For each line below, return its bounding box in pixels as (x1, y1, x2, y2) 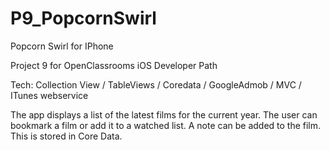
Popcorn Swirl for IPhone (10, 40, 114, 52)
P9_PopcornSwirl (10, 7, 157, 30)
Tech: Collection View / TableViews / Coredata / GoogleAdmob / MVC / (10, 78, 302, 91)
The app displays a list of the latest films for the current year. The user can (10, 108, 318, 121)
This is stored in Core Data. (10, 130, 123, 142)
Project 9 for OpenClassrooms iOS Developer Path (10, 59, 218, 71)
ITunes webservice (10, 89, 89, 101)
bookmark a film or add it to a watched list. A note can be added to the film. (10, 119, 322, 131)
